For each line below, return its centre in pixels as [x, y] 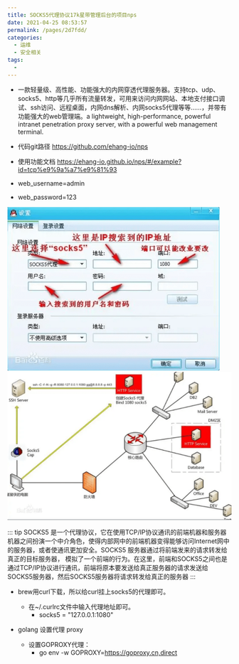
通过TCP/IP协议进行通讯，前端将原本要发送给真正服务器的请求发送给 [108, 567]
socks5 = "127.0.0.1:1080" [76, 614]
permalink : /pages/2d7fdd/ [47, 30]
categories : [25, 38]
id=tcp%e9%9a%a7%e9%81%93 [67, 169]
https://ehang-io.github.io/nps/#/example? [119, 161]
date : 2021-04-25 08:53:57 [47, 22]
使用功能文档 [36, 161]
